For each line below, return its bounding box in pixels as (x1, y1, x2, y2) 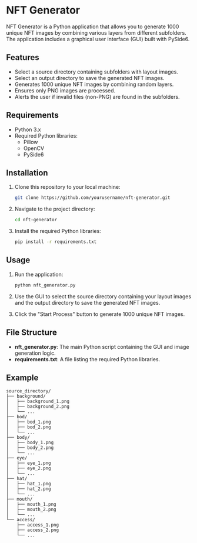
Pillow (23, 138, 38, 145)
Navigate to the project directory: (14, 205, 95, 212)
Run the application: (14, 271, 64, 278)
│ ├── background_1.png (6, 398, 69, 405)
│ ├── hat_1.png (6, 481, 51, 487)
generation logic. (14, 349, 56, 357)
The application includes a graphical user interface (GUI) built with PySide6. (6, 35, 190, 42)
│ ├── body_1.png (6, 439, 54, 446)
